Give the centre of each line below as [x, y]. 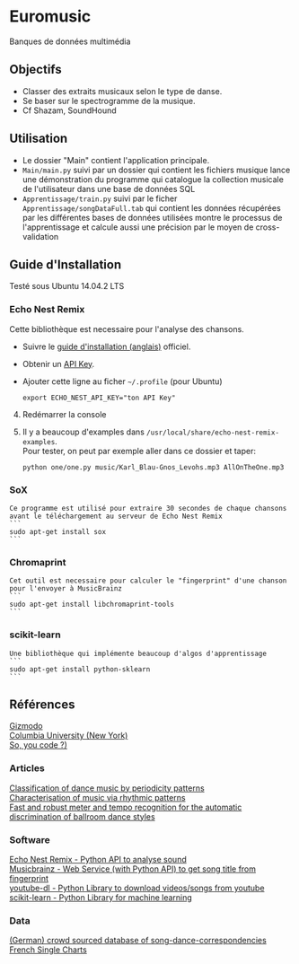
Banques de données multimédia [70, 41]
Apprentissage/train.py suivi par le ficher [100, 198]
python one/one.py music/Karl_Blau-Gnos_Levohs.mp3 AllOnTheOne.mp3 [153, 467]
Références [42, 704]
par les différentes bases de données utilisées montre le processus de [152, 217]
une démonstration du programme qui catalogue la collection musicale [153, 179]
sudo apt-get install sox [57, 531]
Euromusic [50, 17]
